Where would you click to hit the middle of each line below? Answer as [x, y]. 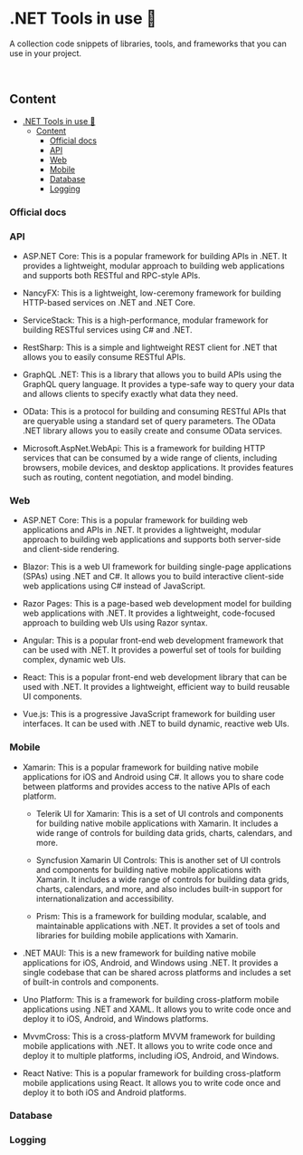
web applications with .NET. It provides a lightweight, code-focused [149, 613]
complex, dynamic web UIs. [74, 660]
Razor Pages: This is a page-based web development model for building [157, 604]
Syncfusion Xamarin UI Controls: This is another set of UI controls [158, 859]
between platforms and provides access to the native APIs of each [146, 786]
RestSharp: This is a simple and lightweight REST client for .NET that [150, 347]
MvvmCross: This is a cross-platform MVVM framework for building [149, 1036]
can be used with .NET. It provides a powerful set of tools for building [152, 650]
